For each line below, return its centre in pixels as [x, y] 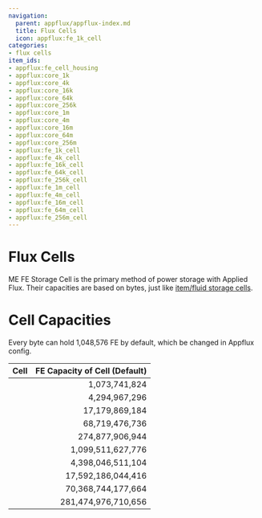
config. [20, 351]
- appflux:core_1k [39, 75]
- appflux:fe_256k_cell [48, 180]
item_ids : [25, 61]
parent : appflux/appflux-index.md [73, 23]
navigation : [28, 16]
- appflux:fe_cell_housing [53, 68]
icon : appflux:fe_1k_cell [59, 38]
